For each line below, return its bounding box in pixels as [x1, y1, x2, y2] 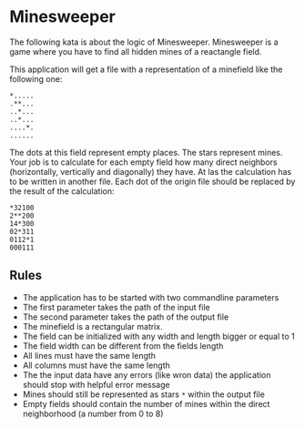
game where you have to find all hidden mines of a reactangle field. [9, 46, 262, 56]
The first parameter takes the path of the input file [22, 301, 211, 312]
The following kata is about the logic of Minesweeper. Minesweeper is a [9, 36, 280, 47]
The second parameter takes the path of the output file [22, 311, 229, 322]
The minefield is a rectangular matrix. [22, 321, 163, 331]
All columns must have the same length [22, 360, 171, 371]
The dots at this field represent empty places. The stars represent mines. [9, 147, 283, 158]
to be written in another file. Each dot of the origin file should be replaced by [9, 176, 296, 187]
